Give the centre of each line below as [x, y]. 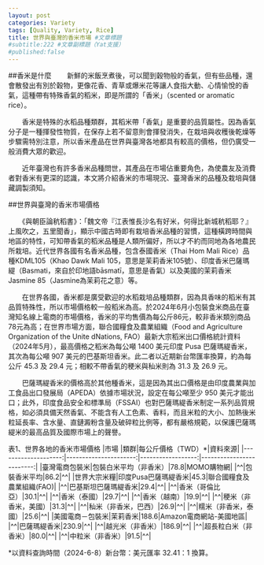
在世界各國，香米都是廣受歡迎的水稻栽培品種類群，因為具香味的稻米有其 [139, 297]
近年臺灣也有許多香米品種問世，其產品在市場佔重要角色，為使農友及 [132, 168]
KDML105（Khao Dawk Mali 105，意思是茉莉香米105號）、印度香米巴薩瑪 [132, 260]
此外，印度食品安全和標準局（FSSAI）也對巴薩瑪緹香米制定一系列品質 [135, 402]
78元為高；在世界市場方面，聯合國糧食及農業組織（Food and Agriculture [126, 327]
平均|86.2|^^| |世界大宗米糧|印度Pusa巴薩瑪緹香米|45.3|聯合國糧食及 [139, 477]
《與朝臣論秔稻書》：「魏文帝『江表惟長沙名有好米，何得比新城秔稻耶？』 [137, 221]
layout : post [29, 15]
